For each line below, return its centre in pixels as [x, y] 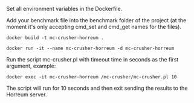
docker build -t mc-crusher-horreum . [55, 38]
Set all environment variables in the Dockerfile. [64, 9]
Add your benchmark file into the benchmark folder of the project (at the [96, 20]
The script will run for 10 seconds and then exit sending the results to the [97, 88]
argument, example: [31, 66]
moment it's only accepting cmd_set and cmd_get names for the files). [94, 27]
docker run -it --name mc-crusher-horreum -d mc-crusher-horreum [90, 48]
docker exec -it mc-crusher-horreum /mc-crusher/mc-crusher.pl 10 [92, 77]
